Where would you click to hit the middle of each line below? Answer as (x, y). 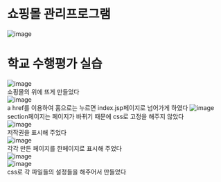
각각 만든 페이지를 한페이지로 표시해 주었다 (65, 148)
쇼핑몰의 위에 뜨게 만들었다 (43, 91)
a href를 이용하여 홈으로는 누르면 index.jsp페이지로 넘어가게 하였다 (98, 107)
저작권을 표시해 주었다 (37, 132)
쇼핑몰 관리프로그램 (59, 14)
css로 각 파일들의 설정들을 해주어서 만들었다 (67, 172)
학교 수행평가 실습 (55, 64)
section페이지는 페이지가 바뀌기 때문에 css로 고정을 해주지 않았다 (96, 116)
